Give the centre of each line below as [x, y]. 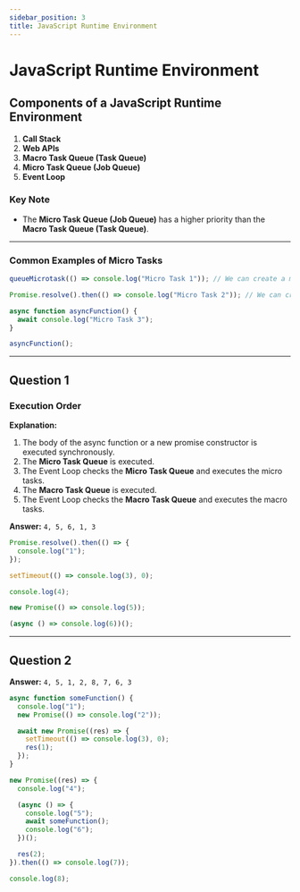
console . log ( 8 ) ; [39, 879]
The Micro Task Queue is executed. [88, 462]
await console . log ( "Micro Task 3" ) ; [85, 319]
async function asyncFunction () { [74, 311]
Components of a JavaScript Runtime [116, 103]
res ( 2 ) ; [32, 854]
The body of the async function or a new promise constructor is [139, 443]
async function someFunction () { [71, 698]
